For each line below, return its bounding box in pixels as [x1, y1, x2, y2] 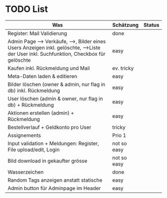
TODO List [5, 3, 48, 15]
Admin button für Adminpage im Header [7, 185, 101, 192]
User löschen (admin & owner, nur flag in [7, 95, 103, 102]
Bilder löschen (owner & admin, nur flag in [7, 81, 105, 88]
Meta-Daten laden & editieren [7, 73, 78, 80]
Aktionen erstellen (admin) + [7, 109, 75, 116]
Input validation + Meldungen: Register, [7, 140, 99, 147]
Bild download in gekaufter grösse [7, 157, 88, 164]
